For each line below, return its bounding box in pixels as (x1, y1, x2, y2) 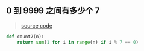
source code (20, 22, 53, 29)
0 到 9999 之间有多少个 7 (6, 5, 100, 16)
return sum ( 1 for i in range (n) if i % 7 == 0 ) (17, 39, 139, 45)
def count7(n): (6, 34, 45, 40)
